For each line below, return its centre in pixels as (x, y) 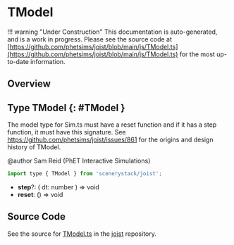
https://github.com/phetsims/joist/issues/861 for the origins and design (110, 140)
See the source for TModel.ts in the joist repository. (82, 234)
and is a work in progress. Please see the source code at (90, 39)
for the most (197, 54)
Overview (29, 84)
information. (48, 61)
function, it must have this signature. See (67, 132)
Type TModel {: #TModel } (66, 107)
